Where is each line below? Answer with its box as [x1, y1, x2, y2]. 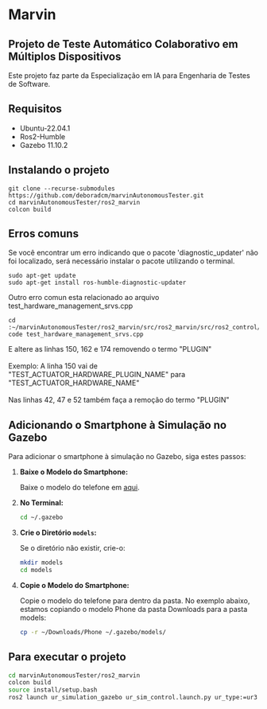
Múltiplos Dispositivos [8, 49, 122, 63]
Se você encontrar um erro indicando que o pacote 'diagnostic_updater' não [8, 248, 258, 258]
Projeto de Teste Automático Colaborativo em [8, 37, 238, 51]
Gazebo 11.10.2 [19, 140, 68, 150]
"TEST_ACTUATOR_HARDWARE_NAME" [8, 378, 140, 388]
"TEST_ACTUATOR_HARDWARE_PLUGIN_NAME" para [8, 370, 186, 380]
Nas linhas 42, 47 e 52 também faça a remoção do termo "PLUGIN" [8, 395, 230, 405]
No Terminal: [19, 498, 64, 508]
